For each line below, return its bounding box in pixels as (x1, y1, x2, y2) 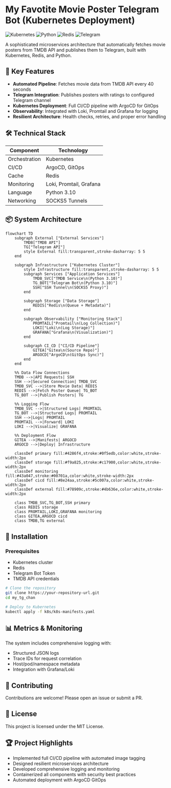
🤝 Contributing (5, 681, 53, 690)
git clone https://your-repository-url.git (5, 590, 100, 595)
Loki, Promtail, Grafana (46, 180, 101, 188)
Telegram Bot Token (12, 570, 55, 576)
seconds (12, 86, 31, 92)
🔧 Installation (5, 532, 48, 541)
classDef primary (14, 451, 52, 456)
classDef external (14, 487, 54, 492)
